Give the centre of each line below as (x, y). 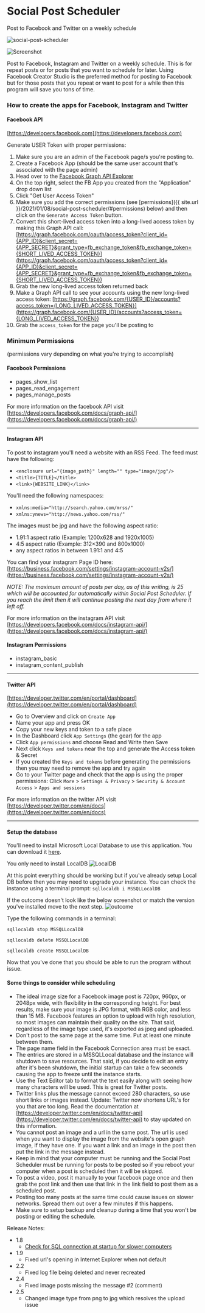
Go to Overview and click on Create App (66, 716)
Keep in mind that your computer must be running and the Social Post (103, 1158)
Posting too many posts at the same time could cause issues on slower (105, 1197)
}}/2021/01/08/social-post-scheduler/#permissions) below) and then (102, 209)
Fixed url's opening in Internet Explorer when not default (96, 1259)
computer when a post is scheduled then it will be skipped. (89, 1171)
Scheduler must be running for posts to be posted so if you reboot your (105, 1164)
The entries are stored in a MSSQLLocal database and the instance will (104, 1054)
